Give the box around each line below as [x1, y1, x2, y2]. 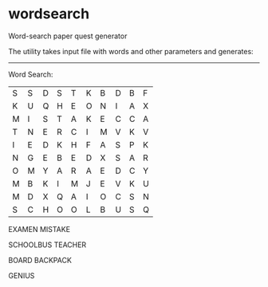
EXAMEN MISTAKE [8, 224, 70, 234]
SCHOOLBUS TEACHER [8, 240, 87, 250]
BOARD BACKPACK [8, 255, 72, 265]
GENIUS [8, 270, 35, 280]
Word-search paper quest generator [8, 31, 128, 41]
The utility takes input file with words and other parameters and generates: [8, 46, 254, 56]
